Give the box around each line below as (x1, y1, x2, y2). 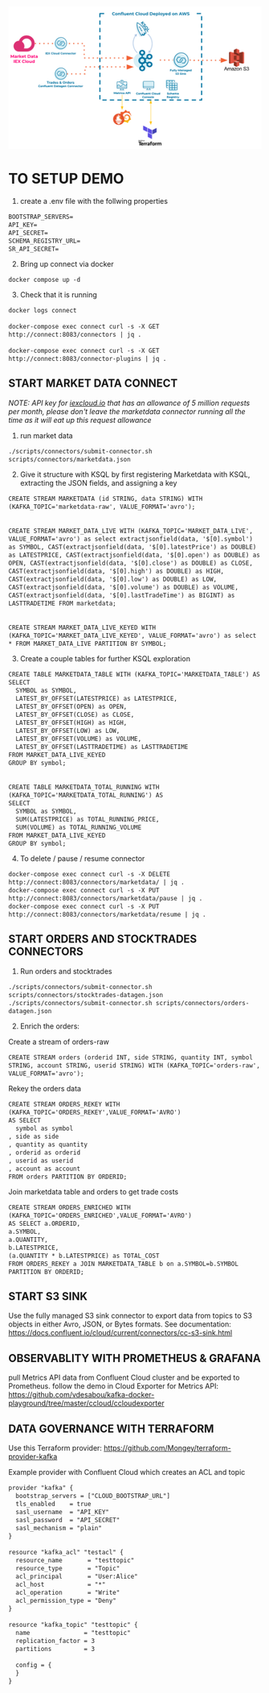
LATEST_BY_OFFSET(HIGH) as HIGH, (15, 718, 128, 726)
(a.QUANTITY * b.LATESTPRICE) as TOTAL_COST (8, 1252, 160, 1260)
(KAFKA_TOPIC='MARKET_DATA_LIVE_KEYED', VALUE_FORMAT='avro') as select (8, 631, 257, 640)
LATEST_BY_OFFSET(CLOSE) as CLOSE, (15, 710, 135, 718)
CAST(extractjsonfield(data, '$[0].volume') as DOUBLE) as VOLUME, (8, 583, 239, 591)
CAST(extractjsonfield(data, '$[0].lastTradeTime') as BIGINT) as (8, 591, 235, 599)
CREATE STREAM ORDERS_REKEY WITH (8, 1100, 120, 1108)
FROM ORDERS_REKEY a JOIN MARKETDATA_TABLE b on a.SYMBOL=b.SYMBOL (8, 1260, 239, 1268)
